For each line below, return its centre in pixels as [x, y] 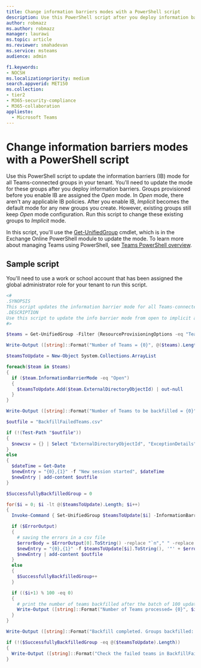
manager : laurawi [28, 34]
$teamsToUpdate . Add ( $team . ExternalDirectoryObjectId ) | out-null [100, 389]
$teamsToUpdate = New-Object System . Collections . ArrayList [81, 356]
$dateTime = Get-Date [39, 466]
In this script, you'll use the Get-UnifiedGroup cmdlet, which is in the [90, 232]
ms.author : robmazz [31, 28]
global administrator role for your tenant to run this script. [77, 285]
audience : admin [26, 56]
